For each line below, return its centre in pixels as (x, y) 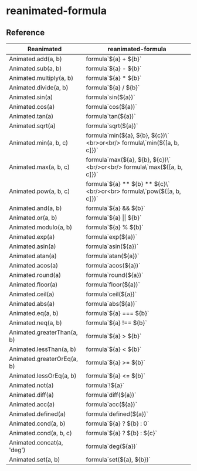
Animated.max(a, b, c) (40, 167)
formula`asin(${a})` (112, 246)
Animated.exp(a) (32, 237)
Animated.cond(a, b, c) (40, 433)
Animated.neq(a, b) (36, 323)
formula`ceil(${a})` (111, 294)
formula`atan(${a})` (113, 256)
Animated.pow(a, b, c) (40, 191)
